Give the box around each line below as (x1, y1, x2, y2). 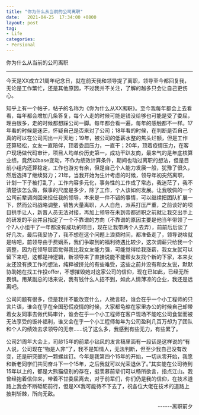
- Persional (6, 42, 36, 48)
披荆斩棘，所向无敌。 (6, 390, 58, 397)
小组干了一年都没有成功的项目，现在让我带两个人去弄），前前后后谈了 (19, 224, 188, 231)
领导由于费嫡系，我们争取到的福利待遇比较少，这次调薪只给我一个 (31, 238, 193, 246)
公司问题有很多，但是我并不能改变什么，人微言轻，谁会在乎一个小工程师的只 (6, 295, 193, 303)
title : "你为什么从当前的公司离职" (6, 8, 84, 15)
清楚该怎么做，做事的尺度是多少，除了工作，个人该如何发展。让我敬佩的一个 (6, 186, 193, 193)
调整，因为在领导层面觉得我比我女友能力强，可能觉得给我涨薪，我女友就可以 (6, 246, 193, 253)
